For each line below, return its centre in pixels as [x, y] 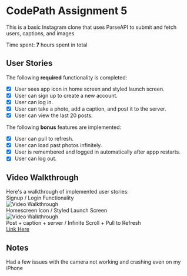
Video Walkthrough [42, 177]
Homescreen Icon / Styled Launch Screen [57, 211]
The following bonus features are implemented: [64, 127]
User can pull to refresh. [44, 139]
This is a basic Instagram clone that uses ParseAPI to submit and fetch [91, 27]
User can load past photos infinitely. [58, 145]
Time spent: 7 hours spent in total [47, 45]
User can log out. [36, 159]
